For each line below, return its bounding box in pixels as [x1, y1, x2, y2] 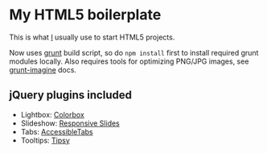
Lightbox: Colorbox [20, 110, 85, 119]
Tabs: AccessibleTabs [20, 126, 93, 136]
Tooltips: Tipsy [20, 135, 71, 145]
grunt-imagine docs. [9, 64, 77, 74]
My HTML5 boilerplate [9, 6, 162, 24]
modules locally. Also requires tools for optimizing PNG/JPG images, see [9, 56, 249, 66]
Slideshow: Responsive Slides [20, 118, 120, 128]
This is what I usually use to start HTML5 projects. [9, 32, 175, 42]
